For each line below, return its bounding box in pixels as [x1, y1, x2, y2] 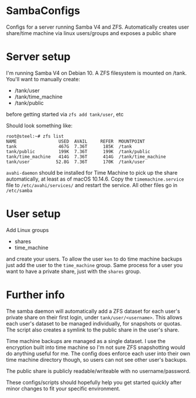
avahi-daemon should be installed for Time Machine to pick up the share [6, 169, 178, 176]
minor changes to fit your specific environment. [6, 385, 121, 392]
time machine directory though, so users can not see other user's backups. [6, 356, 188, 363]
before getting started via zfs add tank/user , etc [6, 110, 124, 117]
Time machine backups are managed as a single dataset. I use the [6, 337, 166, 344]
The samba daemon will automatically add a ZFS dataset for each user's [6, 307, 180, 314]
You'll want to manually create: [6, 75, 80, 82]
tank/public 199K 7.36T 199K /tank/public [6, 148, 150, 154]
